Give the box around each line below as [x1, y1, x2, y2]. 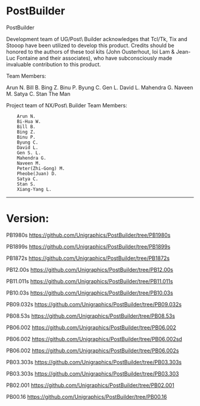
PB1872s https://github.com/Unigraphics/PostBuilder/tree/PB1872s [6, 255, 170, 262]
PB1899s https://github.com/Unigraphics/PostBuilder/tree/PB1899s [6, 243, 171, 250]
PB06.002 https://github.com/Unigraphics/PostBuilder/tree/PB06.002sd [6, 335, 183, 342]
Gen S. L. [17, 150, 42, 156]
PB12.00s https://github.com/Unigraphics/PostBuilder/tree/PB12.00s [6, 266, 174, 273]
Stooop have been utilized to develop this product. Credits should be [6, 42, 174, 49]
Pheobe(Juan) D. [17, 171, 58, 176]
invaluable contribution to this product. [6, 61, 101, 68]
